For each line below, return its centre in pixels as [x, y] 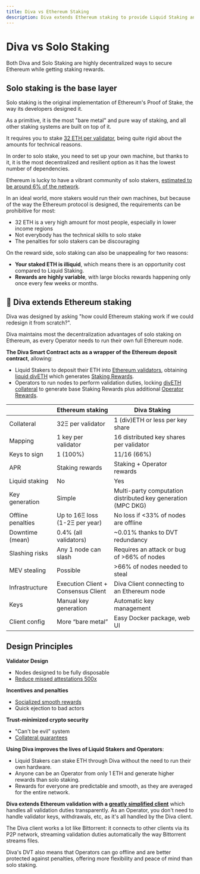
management [132, 608]
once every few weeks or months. [56, 283]
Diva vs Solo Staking [58, 47]
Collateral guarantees [41, 737]
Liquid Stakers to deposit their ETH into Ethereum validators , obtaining [101, 370]
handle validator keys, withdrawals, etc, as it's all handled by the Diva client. [99, 816]
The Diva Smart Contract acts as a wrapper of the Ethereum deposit [92, 352]
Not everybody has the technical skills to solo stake [78, 235]
